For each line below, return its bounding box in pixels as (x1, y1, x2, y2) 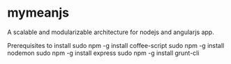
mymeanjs (7, 5, 70, 21)
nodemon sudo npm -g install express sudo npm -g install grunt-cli (7, 49, 200, 57)
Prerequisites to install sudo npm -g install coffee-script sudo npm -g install (7, 41, 225, 49)
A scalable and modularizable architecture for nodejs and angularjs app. (7, 28, 214, 36)
